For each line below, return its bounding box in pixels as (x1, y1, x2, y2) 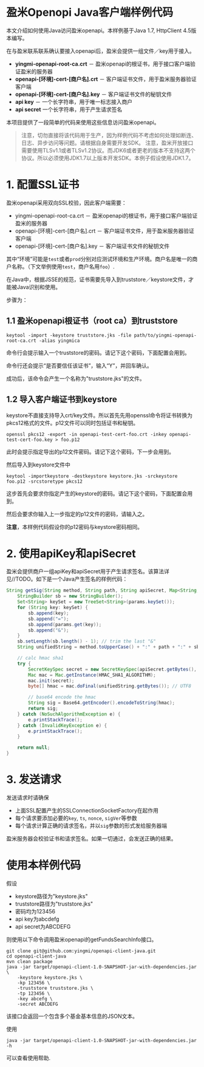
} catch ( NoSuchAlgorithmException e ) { (17, 711, 121, 717)
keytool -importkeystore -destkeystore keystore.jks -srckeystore (6, 473, 178, 479)
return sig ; (28, 706, 59, 712)
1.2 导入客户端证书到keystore (6, 394, 117, 404)
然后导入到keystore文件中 (6, 461, 71, 468)
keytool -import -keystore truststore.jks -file (6, 332, 132, 338)
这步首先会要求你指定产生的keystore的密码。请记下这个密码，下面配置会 (6, 489, 188, 497)
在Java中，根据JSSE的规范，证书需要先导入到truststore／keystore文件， (6, 276, 189, 283)
